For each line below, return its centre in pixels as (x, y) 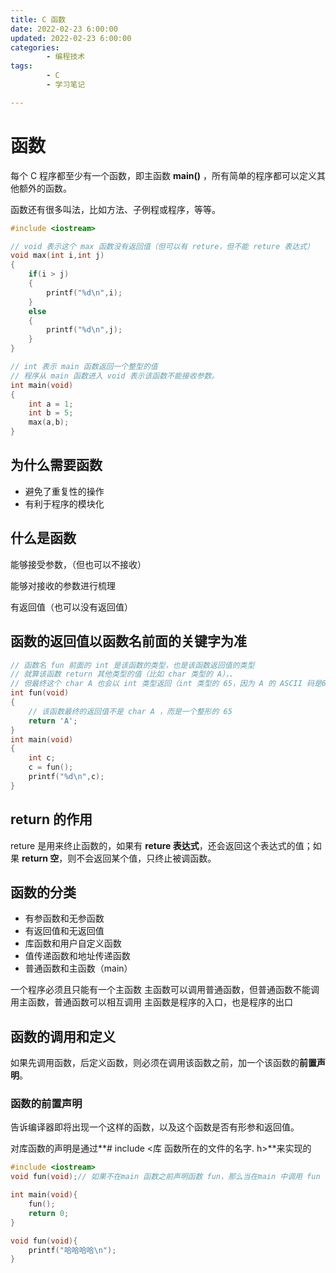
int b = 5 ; (51, 413)
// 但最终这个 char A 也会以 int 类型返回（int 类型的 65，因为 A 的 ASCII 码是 (166, 684)
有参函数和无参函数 (64, 918)
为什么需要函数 (56, 465)
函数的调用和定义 (63, 1036)
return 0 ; (49, 1213)
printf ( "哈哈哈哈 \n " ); (72, 1250)
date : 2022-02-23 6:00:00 (64, 29)
